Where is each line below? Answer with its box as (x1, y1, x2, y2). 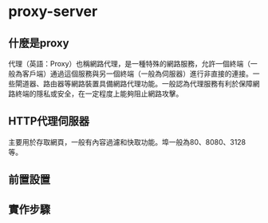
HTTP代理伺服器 (8, 114, 90, 128)
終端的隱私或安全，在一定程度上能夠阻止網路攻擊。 (14, 89, 183, 98)
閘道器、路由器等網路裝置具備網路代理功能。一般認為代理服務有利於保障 (14, 79, 253, 88)
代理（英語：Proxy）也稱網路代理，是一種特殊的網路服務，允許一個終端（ (8, 59, 251, 68)
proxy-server (8, 2, 98, 21)
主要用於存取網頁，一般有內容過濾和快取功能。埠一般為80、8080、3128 (8, 137, 246, 146)
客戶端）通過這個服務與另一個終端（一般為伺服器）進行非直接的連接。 (22, 69, 253, 78)
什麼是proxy (8, 36, 69, 50)
